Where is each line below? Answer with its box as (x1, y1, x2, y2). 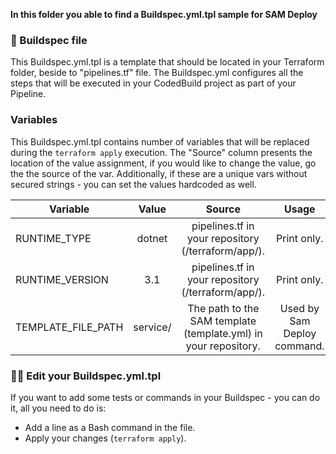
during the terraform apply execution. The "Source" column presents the (10, 146, 313, 158)
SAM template (189, 314, 257, 328)
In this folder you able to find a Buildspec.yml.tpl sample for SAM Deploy (10, 9, 318, 20)
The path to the (187, 301, 260, 315)
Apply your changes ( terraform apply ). (24, 432, 187, 444)
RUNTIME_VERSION (15, 272, 109, 286)
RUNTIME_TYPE (15, 231, 92, 245)
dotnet (136, 231, 168, 245)
